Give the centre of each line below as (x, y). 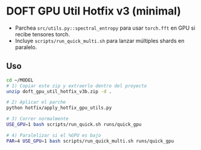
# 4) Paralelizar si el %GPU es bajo (54, 135)
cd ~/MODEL (20, 80)
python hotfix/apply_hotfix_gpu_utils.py (59, 108)
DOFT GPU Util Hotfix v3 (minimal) (94, 11)
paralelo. (26, 47)
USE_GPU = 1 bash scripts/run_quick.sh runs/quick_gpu (74, 125)
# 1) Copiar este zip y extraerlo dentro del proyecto (77, 86)
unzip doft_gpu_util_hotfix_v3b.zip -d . (59, 91)
